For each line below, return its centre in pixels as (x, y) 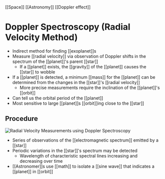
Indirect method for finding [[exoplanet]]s (54, 51)
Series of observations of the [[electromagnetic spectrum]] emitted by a (85, 140)
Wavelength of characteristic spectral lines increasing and (79, 156)
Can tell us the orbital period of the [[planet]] (58, 98)
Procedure (22, 119)
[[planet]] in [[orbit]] (33, 171)
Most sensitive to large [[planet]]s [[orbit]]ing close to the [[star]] (78, 103)
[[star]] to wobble (37, 72)
